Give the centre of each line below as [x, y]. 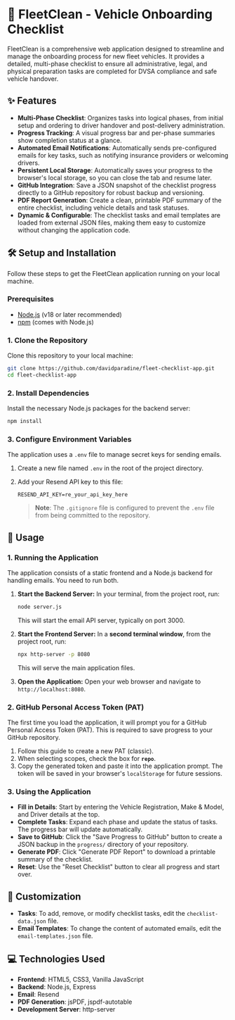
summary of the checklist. [55, 860]
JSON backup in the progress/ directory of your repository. [103, 845]
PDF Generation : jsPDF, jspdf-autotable [75, 1002]
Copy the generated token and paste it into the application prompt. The [120, 766]
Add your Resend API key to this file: [70, 482]
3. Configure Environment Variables [69, 439]
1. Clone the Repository [47, 340]
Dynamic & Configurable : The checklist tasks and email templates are [119, 215]
